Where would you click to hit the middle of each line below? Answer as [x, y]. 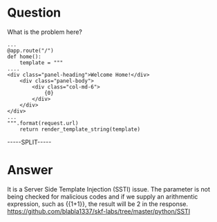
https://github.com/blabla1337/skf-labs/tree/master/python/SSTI [99, 211]
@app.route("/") [30, 50]
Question [34, 13]
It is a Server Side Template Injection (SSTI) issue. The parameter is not [109, 189]
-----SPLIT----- [29, 142]
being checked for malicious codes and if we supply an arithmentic [103, 196]
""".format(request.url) [43, 123]
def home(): [24, 57]
